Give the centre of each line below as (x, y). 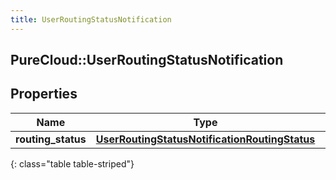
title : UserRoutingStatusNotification (91, 19)
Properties (44, 94)
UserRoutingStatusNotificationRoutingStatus (205, 139)
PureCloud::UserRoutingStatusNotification (147, 60)
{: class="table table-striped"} (72, 163)
